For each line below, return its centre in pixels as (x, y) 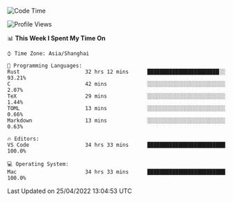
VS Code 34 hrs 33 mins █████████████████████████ (116, 145)
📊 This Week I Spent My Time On (56, 38)
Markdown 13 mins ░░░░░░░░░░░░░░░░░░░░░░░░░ (116, 121)
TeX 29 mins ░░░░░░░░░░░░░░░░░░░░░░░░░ (116, 96)
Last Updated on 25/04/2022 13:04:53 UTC (70, 191)
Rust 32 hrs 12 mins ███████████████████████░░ (116, 72)
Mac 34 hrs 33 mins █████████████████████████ (116, 172)
